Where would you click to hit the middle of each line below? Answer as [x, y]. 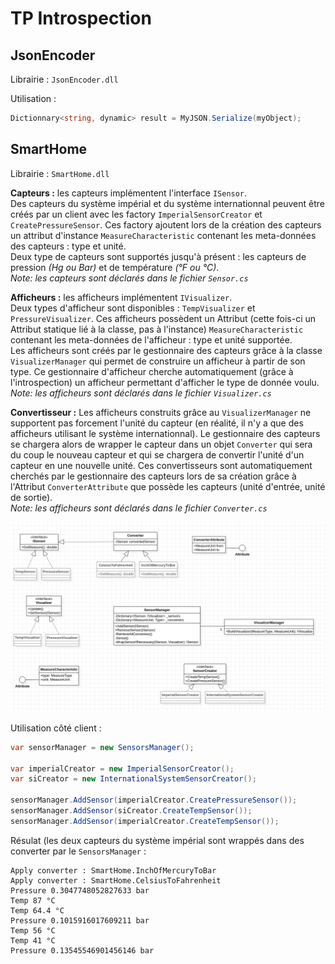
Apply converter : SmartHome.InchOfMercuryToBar [113, 870]
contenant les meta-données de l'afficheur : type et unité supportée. [151, 339]
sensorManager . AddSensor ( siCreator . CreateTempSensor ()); [131, 811]
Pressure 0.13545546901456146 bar [82, 950]
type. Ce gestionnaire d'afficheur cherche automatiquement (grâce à [152, 371]
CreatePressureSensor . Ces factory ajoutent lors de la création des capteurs [166, 224]
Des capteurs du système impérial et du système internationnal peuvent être [167, 203]
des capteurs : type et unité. [68, 246]
